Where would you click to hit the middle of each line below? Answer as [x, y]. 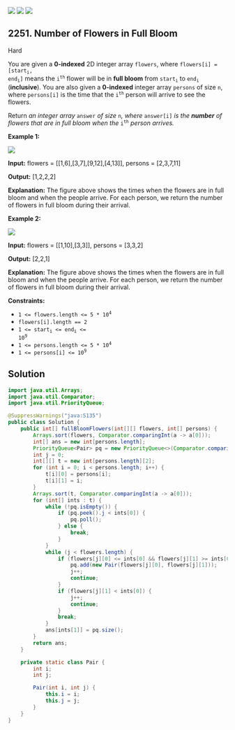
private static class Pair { [63, 662]
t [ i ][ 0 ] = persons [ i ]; [78, 474]
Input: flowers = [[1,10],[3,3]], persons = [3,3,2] [76, 245]
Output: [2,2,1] [29, 258]
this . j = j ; [62, 701]
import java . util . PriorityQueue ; [56, 403]
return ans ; [51, 643]
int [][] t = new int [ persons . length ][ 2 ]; [94, 461]
